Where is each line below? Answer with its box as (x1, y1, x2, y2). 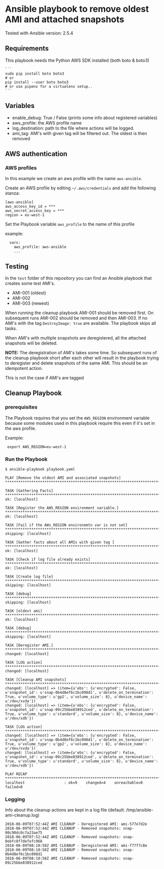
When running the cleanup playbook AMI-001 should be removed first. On (5, 310, 154, 316)
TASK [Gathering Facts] (5, 488, 54, 494)
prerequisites (5, 404, 38, 411)
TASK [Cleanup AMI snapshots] (5, 677, 67, 683)
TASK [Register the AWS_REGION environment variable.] (5, 505, 119, 511)
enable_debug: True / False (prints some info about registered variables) (12, 114, 158, 121)
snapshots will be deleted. (5, 340, 58, 346)
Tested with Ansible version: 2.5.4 (5, 30, 73, 36)
